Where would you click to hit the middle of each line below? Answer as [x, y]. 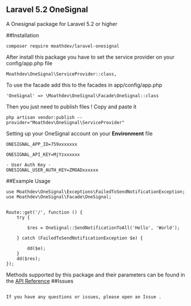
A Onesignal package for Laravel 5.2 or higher [62, 24]
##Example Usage [29, 181]
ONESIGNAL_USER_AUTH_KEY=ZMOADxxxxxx [52, 170]
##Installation [23, 35]
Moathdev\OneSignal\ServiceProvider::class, [61, 74]
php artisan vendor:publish [41, 117]
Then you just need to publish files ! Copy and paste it [71, 107]
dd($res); [29, 258]
